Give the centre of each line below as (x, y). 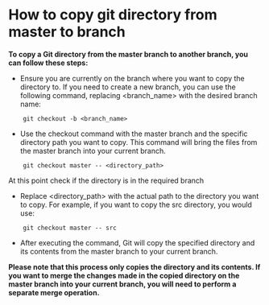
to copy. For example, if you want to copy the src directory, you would (136, 204)
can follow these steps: (48, 63)
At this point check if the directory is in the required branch (106, 180)
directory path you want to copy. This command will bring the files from (139, 142)
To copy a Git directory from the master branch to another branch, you (128, 54)
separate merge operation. (54, 292)
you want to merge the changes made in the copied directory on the (124, 275)
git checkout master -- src (70, 228)
